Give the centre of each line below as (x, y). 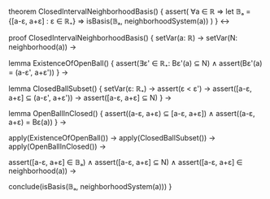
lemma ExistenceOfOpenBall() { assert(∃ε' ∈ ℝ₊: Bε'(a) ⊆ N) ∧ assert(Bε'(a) (135, 63)
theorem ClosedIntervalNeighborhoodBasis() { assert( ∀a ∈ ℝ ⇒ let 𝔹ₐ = (130, 11)
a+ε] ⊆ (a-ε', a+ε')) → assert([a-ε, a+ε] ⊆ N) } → (90, 97)
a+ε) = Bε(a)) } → (37, 122)
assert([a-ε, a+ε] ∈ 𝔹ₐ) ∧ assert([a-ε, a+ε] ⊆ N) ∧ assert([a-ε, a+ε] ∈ (126, 162)
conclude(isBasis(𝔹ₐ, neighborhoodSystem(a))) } (90, 186)
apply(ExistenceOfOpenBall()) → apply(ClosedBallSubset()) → (112, 138)
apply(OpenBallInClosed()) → (57, 146)
